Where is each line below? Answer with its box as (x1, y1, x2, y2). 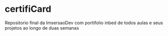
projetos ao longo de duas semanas (5, 25, 79, 31)
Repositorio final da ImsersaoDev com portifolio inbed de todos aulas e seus (5, 20, 163, 26)
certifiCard (5, 3, 51, 15)
